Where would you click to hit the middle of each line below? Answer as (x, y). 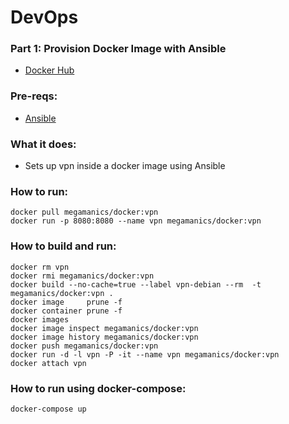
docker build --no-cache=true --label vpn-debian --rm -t (136, 284)
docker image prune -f (66, 302)
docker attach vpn (48, 363)
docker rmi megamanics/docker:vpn (82, 276)
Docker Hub (49, 70)
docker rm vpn (40, 267)
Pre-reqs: (34, 96)
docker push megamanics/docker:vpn (84, 346)
